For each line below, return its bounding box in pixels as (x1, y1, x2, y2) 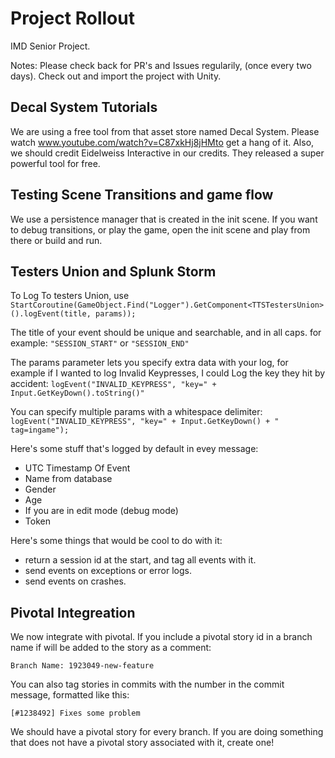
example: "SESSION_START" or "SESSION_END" (10, 337, 190, 349)
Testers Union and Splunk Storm (10, 263, 217, 280)
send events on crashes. (24, 575, 127, 587)
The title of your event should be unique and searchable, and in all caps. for (10, 327, 322, 339)
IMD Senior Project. (10, 40, 91, 52)
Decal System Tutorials (10, 99, 158, 116)
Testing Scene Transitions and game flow (10, 187, 274, 204)
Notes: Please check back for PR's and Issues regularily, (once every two (10, 59, 312, 71)
